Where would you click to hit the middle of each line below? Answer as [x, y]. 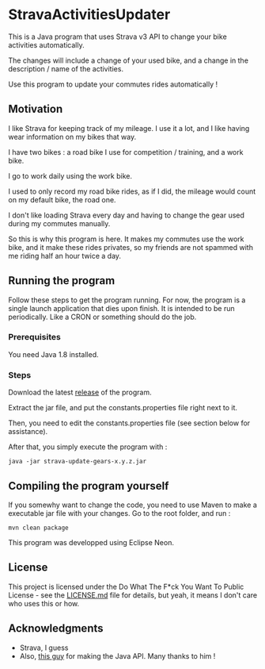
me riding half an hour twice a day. [64, 256]
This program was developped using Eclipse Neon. [91, 542]
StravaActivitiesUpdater [89, 15]
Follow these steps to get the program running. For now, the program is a [127, 300]
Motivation [36, 109]
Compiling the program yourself [89, 486]
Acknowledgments [56, 629]
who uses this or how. [44, 603]
